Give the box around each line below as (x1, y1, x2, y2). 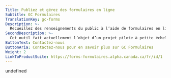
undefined (5, 68, 27, 74)
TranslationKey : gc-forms (5, 17, 60, 22)
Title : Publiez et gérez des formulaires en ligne (5, 7, 115, 13)
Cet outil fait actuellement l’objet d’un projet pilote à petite (10, 36, 154, 41)
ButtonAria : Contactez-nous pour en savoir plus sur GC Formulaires (5, 45, 154, 50)
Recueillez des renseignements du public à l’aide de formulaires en (10, 26, 160, 31)
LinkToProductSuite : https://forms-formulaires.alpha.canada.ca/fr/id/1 (5, 54, 163, 59)
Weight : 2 (5, 49, 26, 54)
